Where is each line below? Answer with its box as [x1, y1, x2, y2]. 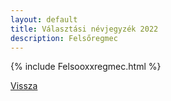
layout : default [10, 14, 78, 25]
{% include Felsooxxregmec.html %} [10, 61, 162, 73]
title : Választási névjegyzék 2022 [10, 24, 159, 34]
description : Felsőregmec [10, 33, 118, 43]
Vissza [10, 80, 38, 92]
